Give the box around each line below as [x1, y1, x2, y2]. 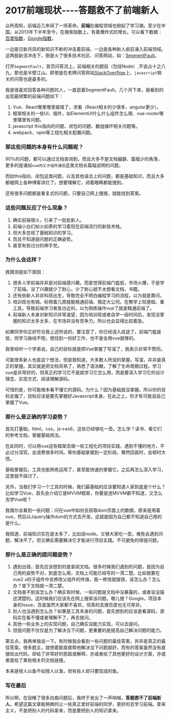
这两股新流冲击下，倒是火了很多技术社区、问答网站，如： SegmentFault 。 [5, 52, 159, 59]
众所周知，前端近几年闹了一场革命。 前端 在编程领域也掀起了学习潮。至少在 [5, 22, 161, 29]
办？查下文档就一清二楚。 [12, 583, 67, 589]
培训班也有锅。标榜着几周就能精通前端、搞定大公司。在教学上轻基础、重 [12, 298, 164, 305]
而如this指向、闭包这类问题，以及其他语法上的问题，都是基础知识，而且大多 [5, 173, 164, 179]
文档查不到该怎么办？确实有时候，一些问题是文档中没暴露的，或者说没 [12, 589, 160, 595]
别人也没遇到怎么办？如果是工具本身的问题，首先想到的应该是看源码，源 [12, 608, 164, 614]
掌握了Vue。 [5, 399, 32, 405]
